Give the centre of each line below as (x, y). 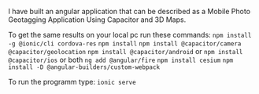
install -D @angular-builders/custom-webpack (84, 67)
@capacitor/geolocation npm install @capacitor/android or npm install (126, 51)
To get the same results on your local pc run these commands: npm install (130, 35)
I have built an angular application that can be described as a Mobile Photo (129, 11)
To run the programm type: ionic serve (72, 82)
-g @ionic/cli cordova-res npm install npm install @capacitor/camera (125, 44)
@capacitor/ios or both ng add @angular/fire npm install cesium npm (121, 60)
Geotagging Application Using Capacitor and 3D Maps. (97, 20)
